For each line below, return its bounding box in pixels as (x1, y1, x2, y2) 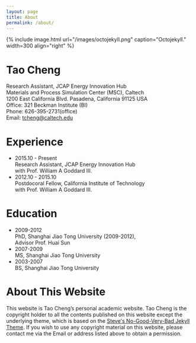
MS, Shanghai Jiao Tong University (14, 252, 101, 259)
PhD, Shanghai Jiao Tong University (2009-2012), (14, 233, 136, 240)
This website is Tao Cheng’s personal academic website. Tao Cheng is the (6, 305, 187, 312)
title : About (6, 14, 38, 20)
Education (6, 207, 57, 220)
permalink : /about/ (6, 20, 54, 26)
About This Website (6, 285, 105, 298)
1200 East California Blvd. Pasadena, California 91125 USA (6, 96, 148, 103)
